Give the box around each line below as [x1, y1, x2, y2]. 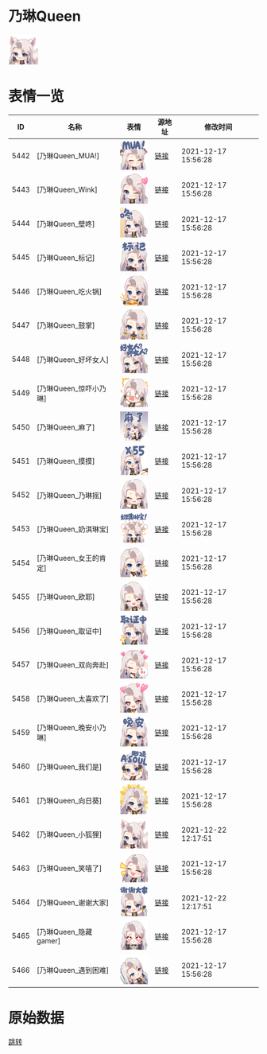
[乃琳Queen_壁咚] [37, 219, 95, 228]
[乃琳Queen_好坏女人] [37, 355, 110, 364]
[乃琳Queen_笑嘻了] [37, 864, 103, 873]
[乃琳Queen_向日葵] [37, 795, 103, 805]
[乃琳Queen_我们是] [37, 761, 103, 772]
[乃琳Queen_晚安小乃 [37, 723, 106, 733]
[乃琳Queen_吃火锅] [37, 287, 103, 297]
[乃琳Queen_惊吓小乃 [37, 383, 106, 393]
